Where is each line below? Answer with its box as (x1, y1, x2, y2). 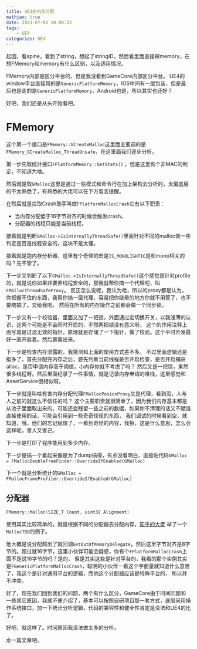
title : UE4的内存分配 (6, 8, 55, 15)
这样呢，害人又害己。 (6, 427, 57, 434)
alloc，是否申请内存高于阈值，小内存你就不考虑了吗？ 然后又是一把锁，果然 (6, 363, 189, 370)
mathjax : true (6, 14, 41, 20)
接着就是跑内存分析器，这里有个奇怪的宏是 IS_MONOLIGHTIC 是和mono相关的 (6, 252, 185, 259)
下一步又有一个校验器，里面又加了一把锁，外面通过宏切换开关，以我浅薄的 (6, 313, 186, 320)
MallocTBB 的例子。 (6, 528, 51, 535)
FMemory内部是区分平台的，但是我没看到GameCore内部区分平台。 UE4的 (6, 73, 185, 79)
